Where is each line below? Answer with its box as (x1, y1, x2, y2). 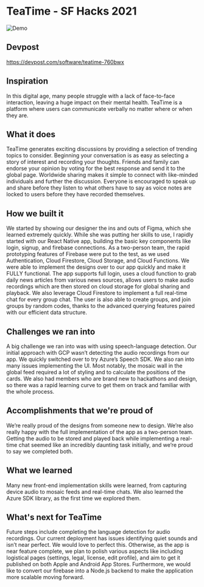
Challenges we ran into (6, 326, 96, 336)
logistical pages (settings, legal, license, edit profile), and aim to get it (6, 554, 181, 561)
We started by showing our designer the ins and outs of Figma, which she (6, 224, 191, 232)
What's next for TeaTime (6, 512, 102, 522)
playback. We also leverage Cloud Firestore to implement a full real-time (6, 290, 188, 297)
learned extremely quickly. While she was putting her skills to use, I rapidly (6, 231, 194, 238)
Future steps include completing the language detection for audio (6, 528, 171, 536)
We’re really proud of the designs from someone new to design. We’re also (6, 422, 194, 429)
